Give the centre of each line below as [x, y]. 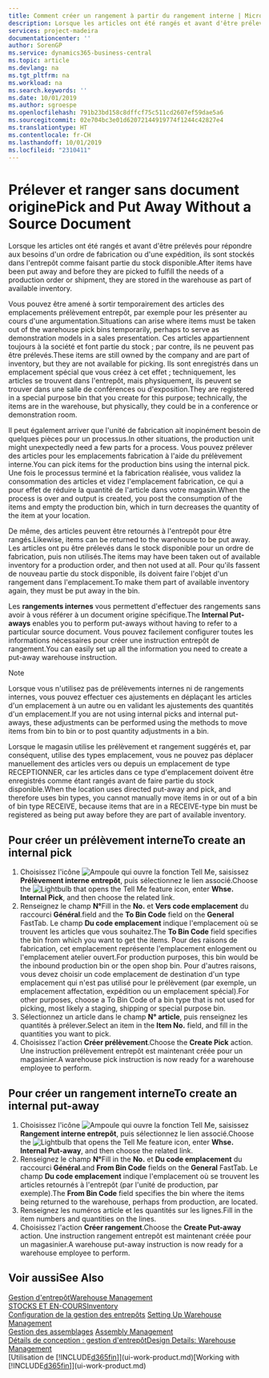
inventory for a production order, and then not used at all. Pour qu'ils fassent [134, 565]
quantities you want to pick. [65, 1034]
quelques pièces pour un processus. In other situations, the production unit [131, 439]
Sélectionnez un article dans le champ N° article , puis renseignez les [134, 1017]
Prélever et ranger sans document [124, 190]
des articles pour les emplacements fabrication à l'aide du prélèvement [125, 456]
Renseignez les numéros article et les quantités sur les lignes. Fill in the [137, 1210]
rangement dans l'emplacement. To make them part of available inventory [129, 582]
